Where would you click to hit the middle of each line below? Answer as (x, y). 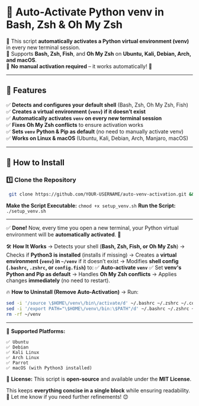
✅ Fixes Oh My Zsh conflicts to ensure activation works (75, 124)
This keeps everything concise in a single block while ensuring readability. (98, 390)
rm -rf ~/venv (24, 314)
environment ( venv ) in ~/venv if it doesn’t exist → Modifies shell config (92, 261)
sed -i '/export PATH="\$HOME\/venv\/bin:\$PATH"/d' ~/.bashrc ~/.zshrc (98, 309)
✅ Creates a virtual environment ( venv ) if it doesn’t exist (76, 111)
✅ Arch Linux (23, 357)
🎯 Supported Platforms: (36, 331)
